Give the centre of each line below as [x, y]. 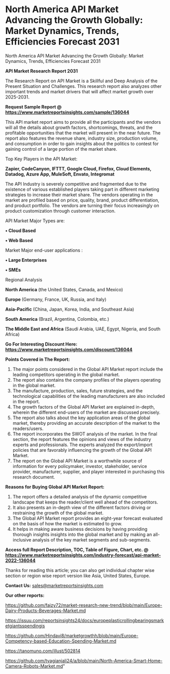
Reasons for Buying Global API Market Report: [55, 487]
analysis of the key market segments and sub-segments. [92, 540]
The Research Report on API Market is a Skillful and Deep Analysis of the [81, 81]
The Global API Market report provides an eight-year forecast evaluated [88, 518]
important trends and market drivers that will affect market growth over [79, 91]
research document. [34, 477]
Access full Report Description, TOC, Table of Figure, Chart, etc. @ [77, 550]
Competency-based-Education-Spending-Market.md [61, 641]
